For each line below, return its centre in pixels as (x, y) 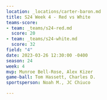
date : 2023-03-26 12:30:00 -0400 (47, 55)
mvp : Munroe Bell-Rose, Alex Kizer (50, 72)
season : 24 (19, 61)
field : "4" (19, 50)
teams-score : (22, 22)
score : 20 (23, 34)
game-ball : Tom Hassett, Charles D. (51, 77)
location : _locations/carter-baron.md (53, 11)
